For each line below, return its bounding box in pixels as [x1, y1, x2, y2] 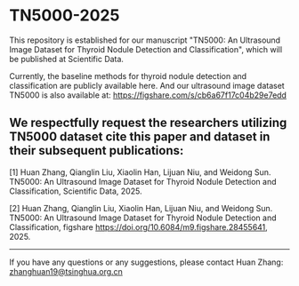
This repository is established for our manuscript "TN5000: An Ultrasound [9, 35, 281, 45]
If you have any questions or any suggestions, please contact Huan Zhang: [9, 257, 284, 267]
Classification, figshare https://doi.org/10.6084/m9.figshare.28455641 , [9, 221, 269, 232]
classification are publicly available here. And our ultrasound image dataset [9, 80, 285, 91]
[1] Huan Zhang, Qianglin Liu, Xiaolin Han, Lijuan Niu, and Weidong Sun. [9, 166, 271, 178]
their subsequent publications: [9, 143, 184, 158]
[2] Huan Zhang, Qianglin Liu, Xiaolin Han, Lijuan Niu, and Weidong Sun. [9, 203, 273, 213]
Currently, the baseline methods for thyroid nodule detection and [9, 70, 247, 81]
